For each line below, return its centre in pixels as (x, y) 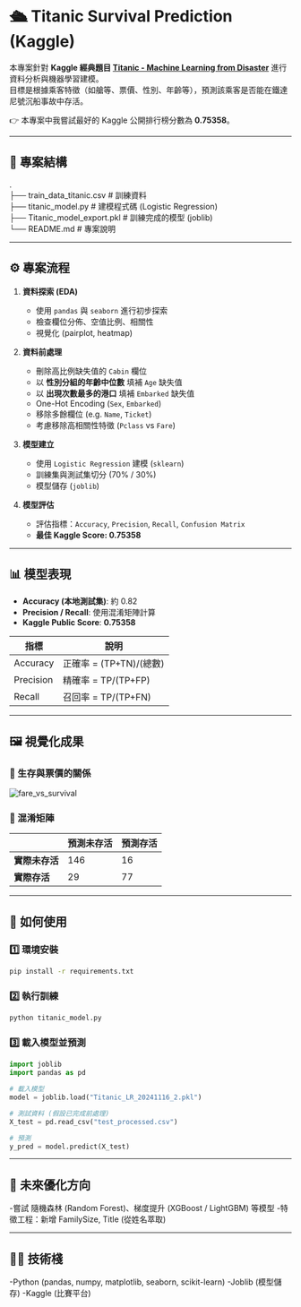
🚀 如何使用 (38, 921)
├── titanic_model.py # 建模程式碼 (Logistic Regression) (113, 206)
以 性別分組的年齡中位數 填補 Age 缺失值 (109, 382)
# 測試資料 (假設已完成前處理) (60, 1114)
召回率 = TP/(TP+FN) (107, 697)
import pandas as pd (48, 1073)
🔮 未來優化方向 (50, 1185)
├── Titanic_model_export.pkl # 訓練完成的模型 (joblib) (111, 217)
